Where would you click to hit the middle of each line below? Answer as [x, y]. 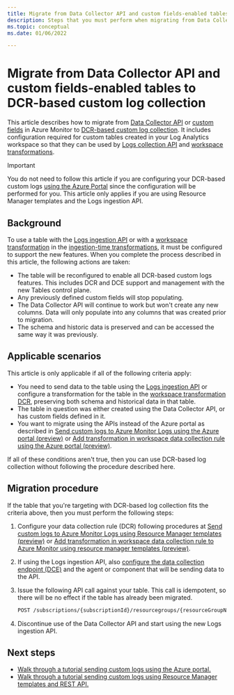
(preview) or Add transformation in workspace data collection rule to [116, 541]
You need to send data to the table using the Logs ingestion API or [112, 386]
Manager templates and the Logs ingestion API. [75, 201]
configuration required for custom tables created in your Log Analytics [108, 137]
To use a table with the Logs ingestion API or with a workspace [97, 240]
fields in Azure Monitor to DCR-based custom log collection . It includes [109, 130]
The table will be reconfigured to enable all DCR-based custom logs [115, 275]
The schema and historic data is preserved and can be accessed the [116, 327]
